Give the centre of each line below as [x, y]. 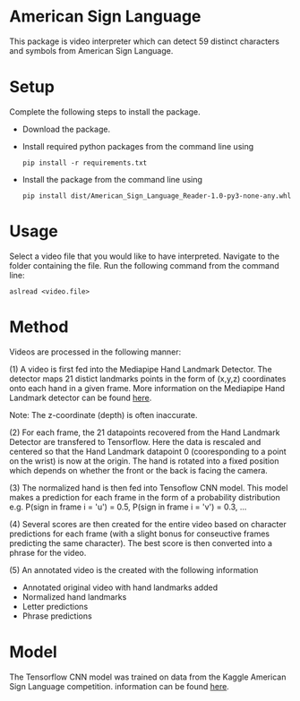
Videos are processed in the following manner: [95, 352]
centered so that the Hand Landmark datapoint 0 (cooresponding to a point [148, 451]
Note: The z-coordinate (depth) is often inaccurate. [103, 415]
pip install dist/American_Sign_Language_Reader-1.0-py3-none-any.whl [157, 196]
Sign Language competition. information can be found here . [120, 686]
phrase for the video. [48, 552]
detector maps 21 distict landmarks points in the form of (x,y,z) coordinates [148, 379]
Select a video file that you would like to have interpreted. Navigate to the [145, 256]
